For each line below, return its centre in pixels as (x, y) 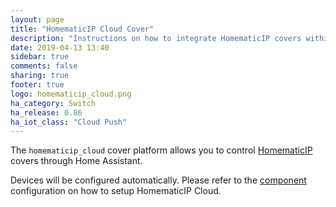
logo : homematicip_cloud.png (71, 94)
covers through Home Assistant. (76, 161)
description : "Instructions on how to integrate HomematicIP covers (156, 38)
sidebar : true (40, 57)
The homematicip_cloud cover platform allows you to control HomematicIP (161, 150)
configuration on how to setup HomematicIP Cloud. (116, 191)
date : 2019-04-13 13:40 (60, 47)
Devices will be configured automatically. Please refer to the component (158, 180)
